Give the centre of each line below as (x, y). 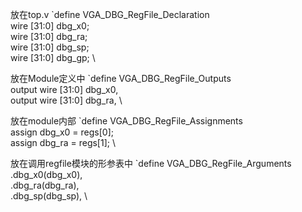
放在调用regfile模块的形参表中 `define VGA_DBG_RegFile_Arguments (151, 163)
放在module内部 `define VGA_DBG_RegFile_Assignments (126, 121)
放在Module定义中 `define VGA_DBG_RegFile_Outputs (121, 78)
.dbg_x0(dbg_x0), (46, 174)
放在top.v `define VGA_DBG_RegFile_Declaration (110, 14)
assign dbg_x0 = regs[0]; (62, 132)
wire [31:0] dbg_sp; (50, 47)
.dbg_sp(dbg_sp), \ (49, 196)
